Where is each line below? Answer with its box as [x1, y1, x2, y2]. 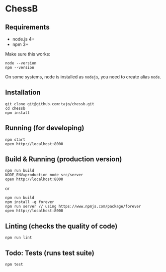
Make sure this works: [5, 51, 51, 57]
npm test [5, 262, 23, 267]
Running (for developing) [5, 124, 84, 132]
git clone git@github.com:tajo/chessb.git [5, 101, 94, 106]
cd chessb [5, 106, 26, 111]
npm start [5, 137, 26, 142]
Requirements [5, 23, 50, 31]
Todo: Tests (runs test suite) [5, 249, 94, 257]
